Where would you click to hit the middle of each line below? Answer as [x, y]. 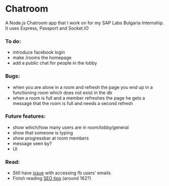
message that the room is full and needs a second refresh [73, 103]
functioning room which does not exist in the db [62, 92]
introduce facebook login [39, 52]
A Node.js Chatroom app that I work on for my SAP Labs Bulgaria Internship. [85, 23]
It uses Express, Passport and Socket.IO [47, 28]
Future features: [26, 116]
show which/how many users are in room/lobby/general [71, 127]
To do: [13, 41]
